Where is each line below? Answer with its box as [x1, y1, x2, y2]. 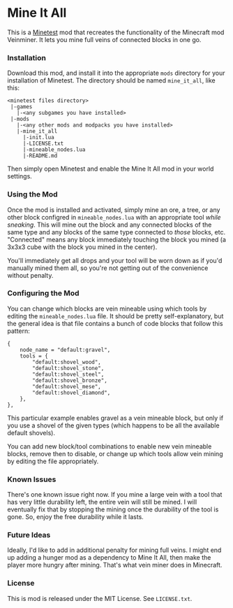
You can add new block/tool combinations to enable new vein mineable [7, 442, 212, 451]
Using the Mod [7, 190, 58, 199]
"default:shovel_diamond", [32, 389, 111, 396]
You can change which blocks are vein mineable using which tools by [7, 304, 207, 313]
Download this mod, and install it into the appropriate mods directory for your [7, 69, 225, 78]
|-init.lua [22, 134, 54, 141]
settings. [7, 172, 33, 181]
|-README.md [22, 153, 58, 160]
